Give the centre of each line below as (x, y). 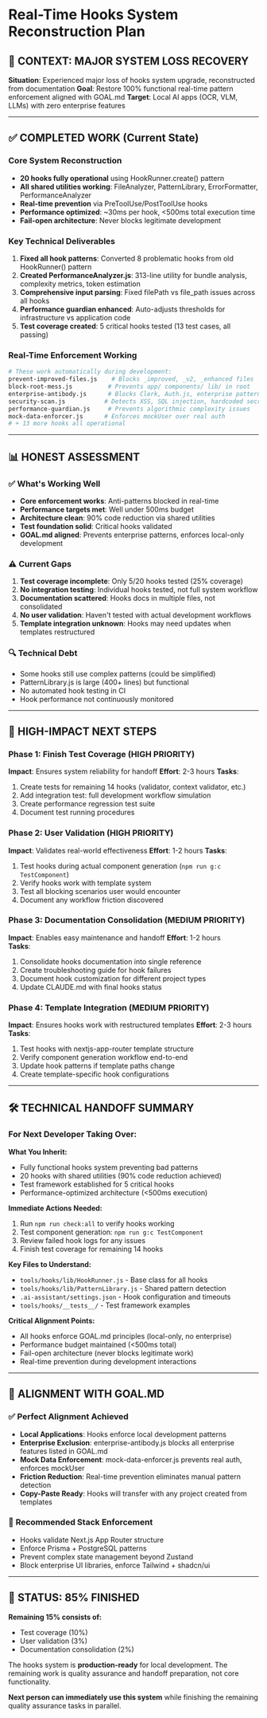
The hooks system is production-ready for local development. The (118, 1665)
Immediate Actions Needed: (55, 1208)
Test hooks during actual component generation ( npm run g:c (120, 865)
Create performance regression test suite (87, 804)
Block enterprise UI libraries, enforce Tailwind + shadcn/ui (115, 1565)
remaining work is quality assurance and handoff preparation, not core (124, 1673)
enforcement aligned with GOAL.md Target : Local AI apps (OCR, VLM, (123, 97)
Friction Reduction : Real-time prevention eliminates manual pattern (130, 1477)
